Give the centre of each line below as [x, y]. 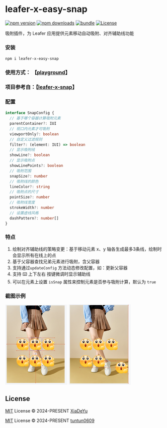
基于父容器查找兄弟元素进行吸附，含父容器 [56, 261]
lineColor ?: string [30, 187]
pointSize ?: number [30, 197]
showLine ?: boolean [30, 155]
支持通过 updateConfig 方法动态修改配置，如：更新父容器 [70, 267]
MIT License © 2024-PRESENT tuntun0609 [50, 421]
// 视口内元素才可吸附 [30, 129]
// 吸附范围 [20, 171]
